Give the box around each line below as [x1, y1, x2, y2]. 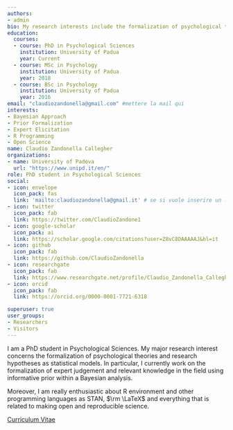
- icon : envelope [7, 184, 58, 191]
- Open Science [7, 139, 51, 146]
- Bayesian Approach [7, 113, 67, 120]
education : [7, 29, 39, 37]
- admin [7, 17, 30, 24]
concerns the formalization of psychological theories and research [7, 351, 198, 360]
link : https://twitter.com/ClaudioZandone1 [13, 216, 141, 223]
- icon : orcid [7, 280, 49, 287]
